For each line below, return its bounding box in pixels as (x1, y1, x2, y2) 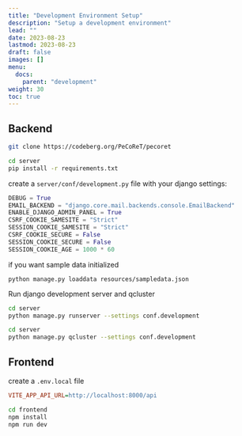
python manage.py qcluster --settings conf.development (8, 333, 196, 341)
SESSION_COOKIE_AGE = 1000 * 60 (8, 245, 115, 253)
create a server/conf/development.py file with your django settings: (8, 179, 228, 188)
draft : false (8, 48, 51, 56)
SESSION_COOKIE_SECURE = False (8, 238, 112, 246)
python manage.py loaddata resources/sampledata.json (8, 275, 190, 283)
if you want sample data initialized (8, 260, 119, 269)
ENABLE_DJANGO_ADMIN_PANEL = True (8, 209, 123, 217)
